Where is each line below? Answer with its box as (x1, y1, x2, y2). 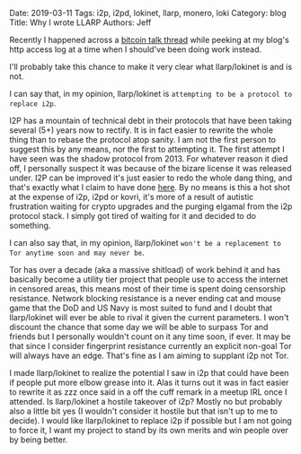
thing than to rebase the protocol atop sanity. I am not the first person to (9, 135, 277, 144)
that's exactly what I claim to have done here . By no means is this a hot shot (9, 182, 290, 192)
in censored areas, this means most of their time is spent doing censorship (9, 284, 286, 294)
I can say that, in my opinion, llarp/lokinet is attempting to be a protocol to (9, 89, 293, 99)
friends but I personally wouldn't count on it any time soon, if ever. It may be (9, 331, 291, 342)
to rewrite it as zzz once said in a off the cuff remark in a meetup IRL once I (9, 387, 288, 397)
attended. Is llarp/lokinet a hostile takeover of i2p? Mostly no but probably (9, 397, 283, 406)
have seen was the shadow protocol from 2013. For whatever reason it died (9, 153, 288, 164)
